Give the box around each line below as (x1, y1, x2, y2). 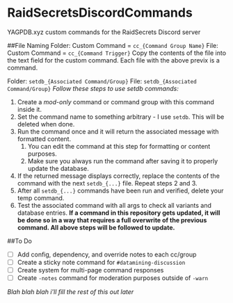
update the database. (27, 164, 89, 172)
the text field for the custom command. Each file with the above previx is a (7, 56, 220, 64)
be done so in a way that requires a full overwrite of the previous (17, 215, 207, 224)
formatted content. (17, 134, 72, 143)
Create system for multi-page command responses (17, 266, 164, 275)
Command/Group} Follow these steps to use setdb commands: (7, 84, 179, 92)
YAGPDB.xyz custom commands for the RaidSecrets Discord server (7, 28, 201, 36)
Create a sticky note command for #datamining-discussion (17, 259, 186, 266)
